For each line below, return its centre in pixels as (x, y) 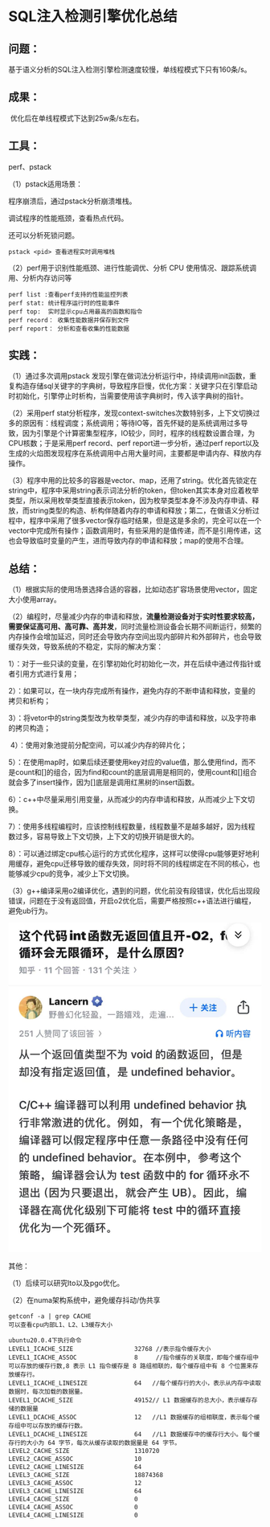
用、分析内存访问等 (40, 277)
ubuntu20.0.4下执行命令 (45, 1341)
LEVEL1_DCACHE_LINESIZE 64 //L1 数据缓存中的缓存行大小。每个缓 (134, 1435)
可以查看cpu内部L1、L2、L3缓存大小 (61, 1325)
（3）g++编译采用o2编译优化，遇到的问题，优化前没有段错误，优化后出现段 (134, 891)
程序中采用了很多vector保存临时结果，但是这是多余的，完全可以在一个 (145, 521)
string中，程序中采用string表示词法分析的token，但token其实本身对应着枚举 (134, 490)
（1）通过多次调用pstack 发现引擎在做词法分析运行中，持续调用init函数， (129, 376)
